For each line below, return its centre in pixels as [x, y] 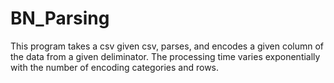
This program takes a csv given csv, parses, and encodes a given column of [167, 46]
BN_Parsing [60, 18]
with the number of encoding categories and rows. [115, 67]
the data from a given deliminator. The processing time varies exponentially [165, 56]
